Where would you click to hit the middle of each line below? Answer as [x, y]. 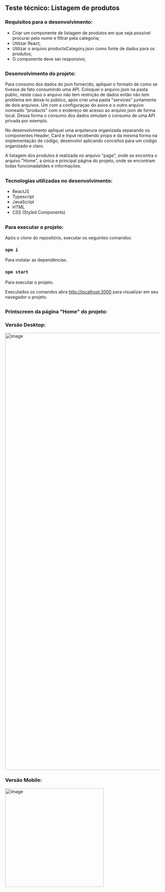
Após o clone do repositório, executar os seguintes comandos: [69, 237]
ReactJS [21, 192]
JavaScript [23, 202]
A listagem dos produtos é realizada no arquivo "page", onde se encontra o [81, 156]
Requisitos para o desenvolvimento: [49, 22]
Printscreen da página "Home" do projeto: [56, 312]
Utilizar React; [26, 43]
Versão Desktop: [26, 325]
